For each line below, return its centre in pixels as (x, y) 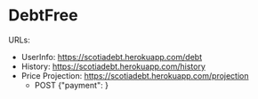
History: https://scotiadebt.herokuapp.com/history (113, 66)
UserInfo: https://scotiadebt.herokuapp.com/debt (111, 57)
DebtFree (43, 15)
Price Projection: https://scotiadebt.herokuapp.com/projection (135, 75)
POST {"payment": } (71, 85)
